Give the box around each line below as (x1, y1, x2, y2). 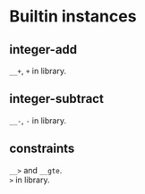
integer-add (9, 42, 78, 57)
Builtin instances (9, 6, 137, 27)
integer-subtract (9, 91, 105, 106)
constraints (9, 141, 75, 156)
